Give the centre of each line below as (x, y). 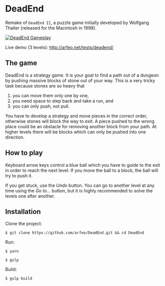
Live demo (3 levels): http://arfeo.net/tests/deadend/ (59, 47)
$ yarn (12, 251)
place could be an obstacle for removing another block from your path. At (81, 126)
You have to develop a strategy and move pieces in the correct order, (76, 116)
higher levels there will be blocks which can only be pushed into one (76, 132)
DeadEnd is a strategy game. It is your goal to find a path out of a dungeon (82, 75)
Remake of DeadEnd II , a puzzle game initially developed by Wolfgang (77, 23)
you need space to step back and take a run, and (63, 101)
